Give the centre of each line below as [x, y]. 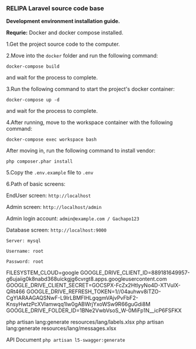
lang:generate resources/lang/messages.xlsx [61, 328]
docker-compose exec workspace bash [51, 140]
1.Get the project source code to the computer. [63, 44]
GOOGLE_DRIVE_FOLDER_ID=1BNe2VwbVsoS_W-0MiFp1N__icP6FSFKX [94, 310]
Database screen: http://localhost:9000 [56, 230]
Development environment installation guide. [63, 21]
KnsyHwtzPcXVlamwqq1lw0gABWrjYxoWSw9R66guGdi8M [78, 304]
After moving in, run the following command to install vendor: [81, 151]
